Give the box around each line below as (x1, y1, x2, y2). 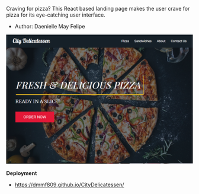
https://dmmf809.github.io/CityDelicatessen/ (14, 181, 124, 189)
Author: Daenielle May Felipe (14, 23, 85, 30)
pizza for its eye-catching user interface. (6, 11, 105, 18)
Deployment (6, 170, 37, 177)
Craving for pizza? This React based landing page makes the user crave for (6, 5, 190, 12)
